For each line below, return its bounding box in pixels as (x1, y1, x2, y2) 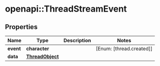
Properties (5, 23, 38, 31)
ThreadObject (26, 53, 59, 60)
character (26, 45, 49, 52)
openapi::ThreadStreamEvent (5, 3, 127, 15)
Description (64, 37, 91, 44)
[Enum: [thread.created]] (96, 45, 153, 52)
